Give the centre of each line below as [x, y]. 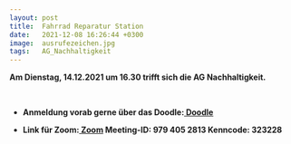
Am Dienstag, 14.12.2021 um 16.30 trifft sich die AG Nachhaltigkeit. [138, 77]
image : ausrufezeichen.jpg [63, 43]
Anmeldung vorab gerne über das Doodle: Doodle [118, 112]
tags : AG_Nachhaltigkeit [60, 52]
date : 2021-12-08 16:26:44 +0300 [77, 34]
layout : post [34, 18]
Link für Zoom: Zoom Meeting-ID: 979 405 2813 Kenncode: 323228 [152, 130]
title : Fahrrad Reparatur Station [77, 26]
